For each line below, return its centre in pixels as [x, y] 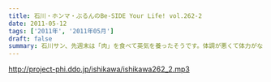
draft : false [30, 39]
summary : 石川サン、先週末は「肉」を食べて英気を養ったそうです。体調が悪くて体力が [133, 46]
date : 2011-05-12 [38, 24]
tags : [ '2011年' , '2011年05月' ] [61, 31]
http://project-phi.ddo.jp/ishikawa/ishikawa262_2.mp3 [99, 69]
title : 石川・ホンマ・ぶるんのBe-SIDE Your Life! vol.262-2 [105, 16]
